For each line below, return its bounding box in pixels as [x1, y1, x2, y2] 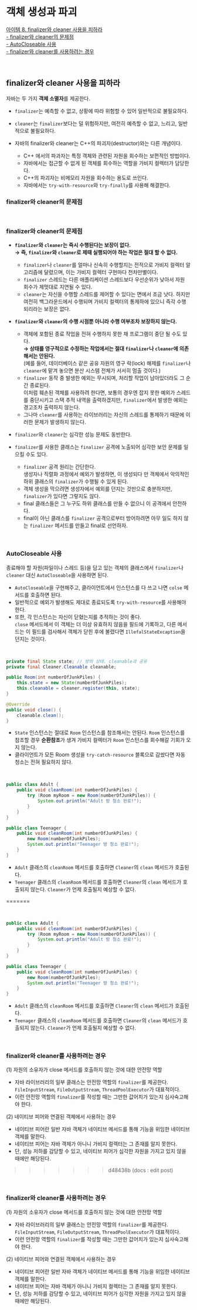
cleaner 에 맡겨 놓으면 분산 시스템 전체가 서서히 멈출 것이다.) [23, 367, 161, 374]
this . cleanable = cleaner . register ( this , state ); [16, 686, 141, 691]
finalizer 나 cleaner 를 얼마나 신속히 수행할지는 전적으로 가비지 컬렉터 [23, 261, 185, 268]
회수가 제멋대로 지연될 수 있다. [23, 283, 93, 291]
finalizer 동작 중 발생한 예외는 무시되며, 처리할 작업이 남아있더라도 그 [23, 374, 185, 382]
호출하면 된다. [30, 591, 62, 598]
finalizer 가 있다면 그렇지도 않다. [23, 493, 101, 500]
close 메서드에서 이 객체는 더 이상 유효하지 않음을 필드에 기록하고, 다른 [14, 620, 176, 627]
